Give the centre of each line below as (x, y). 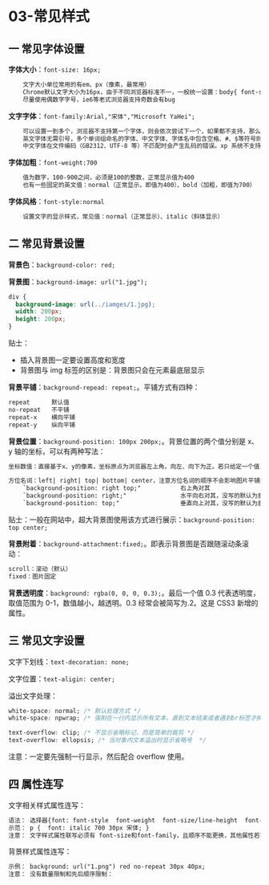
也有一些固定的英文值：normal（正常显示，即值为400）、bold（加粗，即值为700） (139, 186)
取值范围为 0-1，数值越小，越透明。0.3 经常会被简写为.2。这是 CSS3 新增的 (133, 602)
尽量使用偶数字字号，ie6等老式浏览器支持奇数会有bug (99, 100)
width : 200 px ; (39, 312)
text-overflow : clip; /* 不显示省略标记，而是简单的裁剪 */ (101, 733)
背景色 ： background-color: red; (62, 264)
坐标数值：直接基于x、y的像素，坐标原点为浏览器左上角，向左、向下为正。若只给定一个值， (137, 467)
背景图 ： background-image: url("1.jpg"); (78, 281)
